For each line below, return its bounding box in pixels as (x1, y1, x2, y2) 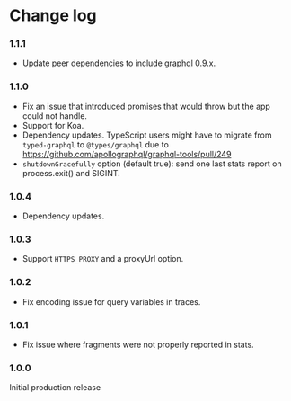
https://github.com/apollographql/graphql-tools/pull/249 (22, 148, 232, 159)
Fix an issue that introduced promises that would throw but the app (22, 101, 271, 111)
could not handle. (22, 110, 88, 121)
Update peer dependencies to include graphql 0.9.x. (22, 58, 216, 68)
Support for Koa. (22, 120, 84, 130)
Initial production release (9, 382, 101, 393)
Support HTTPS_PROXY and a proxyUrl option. (22, 254, 184, 264)
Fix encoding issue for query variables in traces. (22, 296, 201, 307)
